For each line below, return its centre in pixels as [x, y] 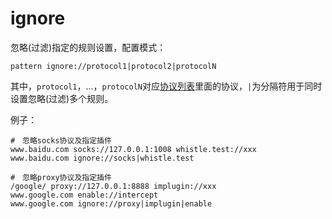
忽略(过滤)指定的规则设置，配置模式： [88, 47]
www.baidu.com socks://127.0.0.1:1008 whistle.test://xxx [133, 149]
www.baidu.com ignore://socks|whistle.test [102, 158]
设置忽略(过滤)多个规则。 [62, 98]
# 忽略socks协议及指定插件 [61, 140]
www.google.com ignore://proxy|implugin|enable [111, 203]
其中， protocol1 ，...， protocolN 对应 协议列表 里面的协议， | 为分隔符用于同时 [166, 86]
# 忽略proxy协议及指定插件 [61, 177]
